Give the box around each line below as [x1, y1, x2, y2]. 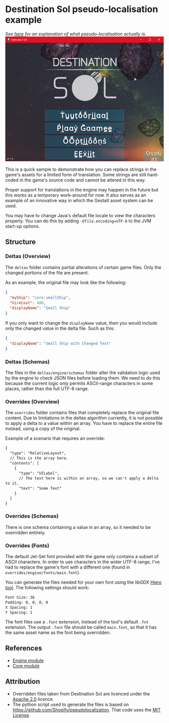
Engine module [12, 657, 44, 663]
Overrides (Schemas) [5, 513, 59, 520]
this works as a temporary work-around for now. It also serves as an [5, 192, 146, 198]
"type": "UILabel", [18, 471, 59, 476]
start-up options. [5, 223, 40, 229]
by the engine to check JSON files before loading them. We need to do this [5, 375, 160, 381]
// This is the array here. [10, 456, 69, 461]
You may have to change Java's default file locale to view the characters [5, 213, 156, 219]
